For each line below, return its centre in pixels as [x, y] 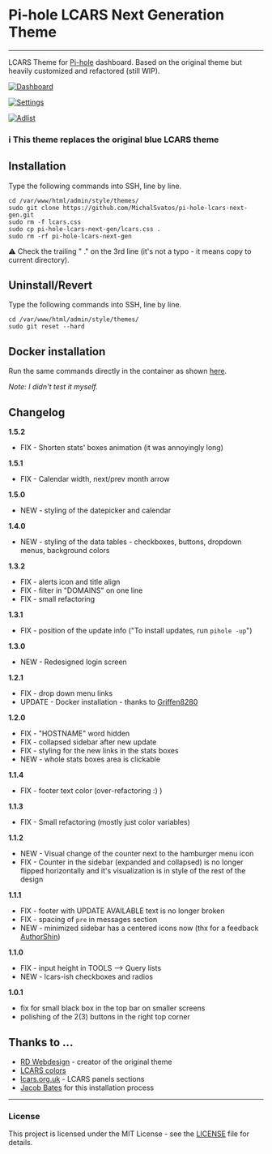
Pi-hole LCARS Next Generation [117, 15]
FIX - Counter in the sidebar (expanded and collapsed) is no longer [132, 862]
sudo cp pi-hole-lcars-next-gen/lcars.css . [85, 229]
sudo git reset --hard [47, 327]
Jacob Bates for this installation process [87, 1088]
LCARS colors [43, 1070]
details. [21, 1143]
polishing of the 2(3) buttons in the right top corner [105, 1017]
